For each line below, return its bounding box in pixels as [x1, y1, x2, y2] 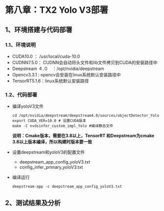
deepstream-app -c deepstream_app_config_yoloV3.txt [12, 184, 122, 189]
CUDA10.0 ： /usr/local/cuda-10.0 [12, 53, 80, 59]
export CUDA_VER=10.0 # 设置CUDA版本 [12, 118, 87, 123]
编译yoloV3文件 [12, 103, 44, 109]
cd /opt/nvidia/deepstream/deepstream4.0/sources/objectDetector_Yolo [12, 113, 160, 118]
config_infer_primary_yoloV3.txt [19, 164, 83, 170]
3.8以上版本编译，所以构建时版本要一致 [12, 139, 92, 145]
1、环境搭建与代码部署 [5, 25, 72, 34]
